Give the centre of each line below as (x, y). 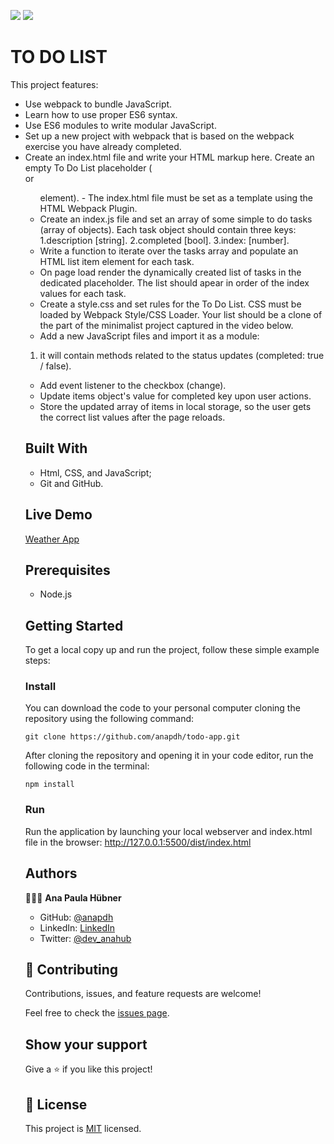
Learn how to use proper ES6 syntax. (101, 114)
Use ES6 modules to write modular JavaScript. (120, 125)
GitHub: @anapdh (76, 917)
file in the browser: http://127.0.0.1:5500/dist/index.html (138, 842)
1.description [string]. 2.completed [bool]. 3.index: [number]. (164, 240)
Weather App (52, 539)
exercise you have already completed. (103, 146)
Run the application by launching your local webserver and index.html (168, 831)
